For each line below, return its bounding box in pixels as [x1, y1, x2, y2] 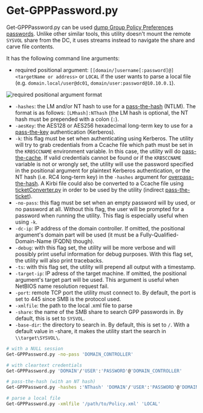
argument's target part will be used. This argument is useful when [14, 276, 179, 283]
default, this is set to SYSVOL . [14, 314, 85, 322]
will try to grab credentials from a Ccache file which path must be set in [14, 141, 193, 148]
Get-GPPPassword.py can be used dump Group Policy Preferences [6, 24, 173, 31]
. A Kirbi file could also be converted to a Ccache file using [37, 180, 184, 187]
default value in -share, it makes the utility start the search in [14, 327, 166, 334]
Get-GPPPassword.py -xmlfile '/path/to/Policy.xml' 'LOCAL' [6, 401, 161, 407]
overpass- [168, 173, 195, 180]
